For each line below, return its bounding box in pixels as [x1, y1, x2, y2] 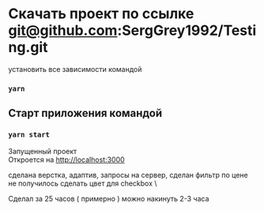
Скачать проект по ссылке [8, 5, 194, 23]
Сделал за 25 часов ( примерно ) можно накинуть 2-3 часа [8, 194, 209, 203]
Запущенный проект [8, 146, 77, 156]
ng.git [8, 39, 49, 56]
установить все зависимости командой [8, 64, 142, 73]
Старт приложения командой [8, 107, 163, 120]
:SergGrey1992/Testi [117, 21, 257, 40]
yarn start [8, 130, 50, 139]
